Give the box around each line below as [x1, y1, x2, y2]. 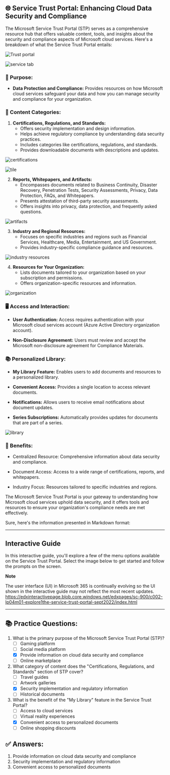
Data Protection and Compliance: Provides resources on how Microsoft [12, 86, 163, 92]
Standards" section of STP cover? [12, 669, 83, 675]
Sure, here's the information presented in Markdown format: [5, 520, 131, 526]
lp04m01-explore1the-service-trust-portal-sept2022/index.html [5, 599, 138, 605]
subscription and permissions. [20, 275, 83, 281]
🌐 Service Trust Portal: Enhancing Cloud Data [5, 4, 152, 13]
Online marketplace [20, 658, 61, 664]
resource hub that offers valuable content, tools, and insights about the [5, 30, 153, 37]
